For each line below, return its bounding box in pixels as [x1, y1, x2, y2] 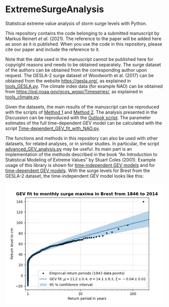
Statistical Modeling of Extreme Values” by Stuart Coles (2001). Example [5, 156, 156, 163]
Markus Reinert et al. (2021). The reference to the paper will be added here [5, 36, 162, 42]
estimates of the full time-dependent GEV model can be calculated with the [5, 120, 162, 126]
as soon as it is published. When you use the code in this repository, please [5, 41, 162, 47]
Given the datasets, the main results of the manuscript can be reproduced [5, 104, 159, 110]
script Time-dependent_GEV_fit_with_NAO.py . [5, 125, 100, 131]
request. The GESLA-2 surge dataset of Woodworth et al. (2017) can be [5, 72, 154, 78]
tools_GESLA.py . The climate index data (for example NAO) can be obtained [5, 83, 163, 89]
